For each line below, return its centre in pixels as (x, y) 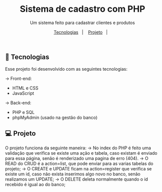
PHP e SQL (23, 112)
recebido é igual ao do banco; (35, 184)
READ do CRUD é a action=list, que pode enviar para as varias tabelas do (79, 164)
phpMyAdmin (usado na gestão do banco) (55, 117)
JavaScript (23, 93)
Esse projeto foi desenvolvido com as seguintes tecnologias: (66, 69)
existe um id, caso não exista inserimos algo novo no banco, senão (73, 174)
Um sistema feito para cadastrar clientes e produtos (82, 23)
